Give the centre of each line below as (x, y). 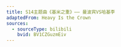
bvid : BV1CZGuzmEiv (42, 35)
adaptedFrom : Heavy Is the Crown (49, 18)
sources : (17, 23)
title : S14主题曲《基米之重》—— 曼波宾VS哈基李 (61, 12)
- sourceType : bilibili (42, 29)
